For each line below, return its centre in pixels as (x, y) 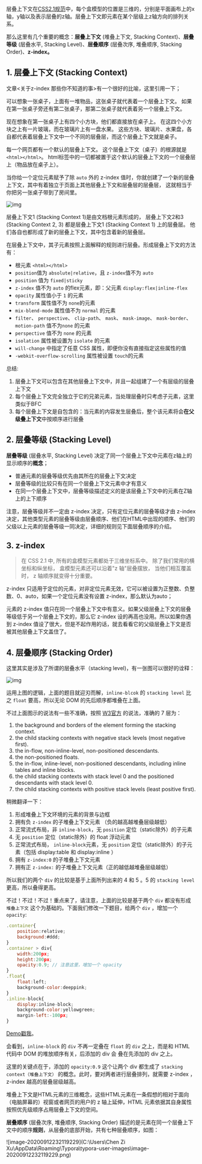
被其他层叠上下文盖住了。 (38, 631)
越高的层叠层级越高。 (53, 1082)
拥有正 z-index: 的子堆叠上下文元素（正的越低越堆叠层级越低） (93, 867)
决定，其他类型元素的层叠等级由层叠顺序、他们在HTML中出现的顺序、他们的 (101, 519)
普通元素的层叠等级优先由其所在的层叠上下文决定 (75, 476)
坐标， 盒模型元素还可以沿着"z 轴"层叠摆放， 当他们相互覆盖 (117, 568)
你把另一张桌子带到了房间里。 (43, 192)
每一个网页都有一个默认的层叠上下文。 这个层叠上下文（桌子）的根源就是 (96, 149)
